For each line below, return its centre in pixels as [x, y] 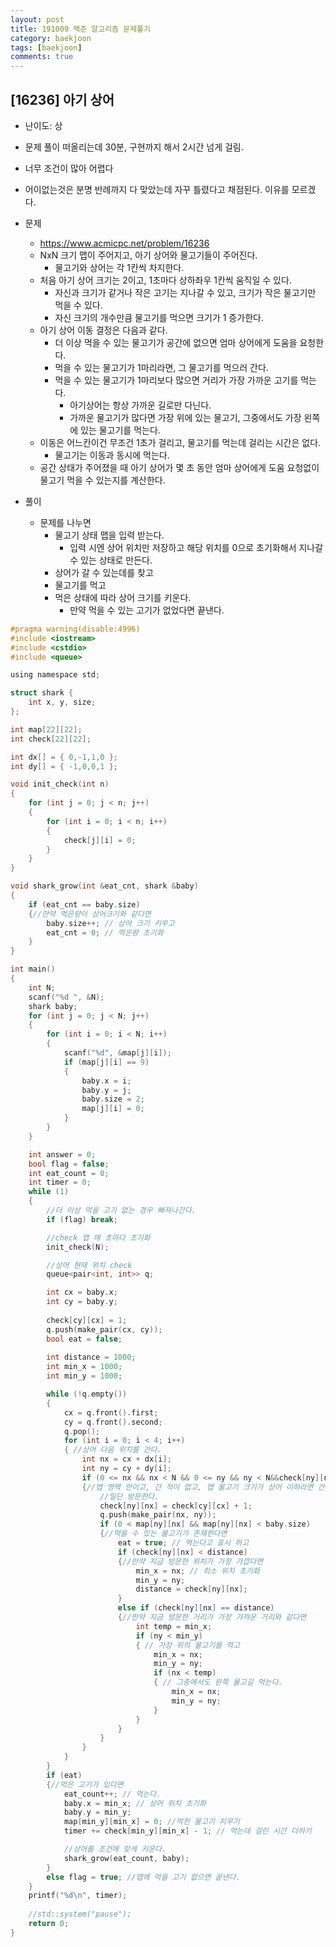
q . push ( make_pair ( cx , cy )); [104, 1329]
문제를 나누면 [65, 522]
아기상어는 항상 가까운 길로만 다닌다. [140, 405]
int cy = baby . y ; [82, 1302]
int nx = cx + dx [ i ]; [126, 1459]
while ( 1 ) [49, 1192]
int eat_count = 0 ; [69, 1173]
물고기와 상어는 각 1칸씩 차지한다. [119, 267]
